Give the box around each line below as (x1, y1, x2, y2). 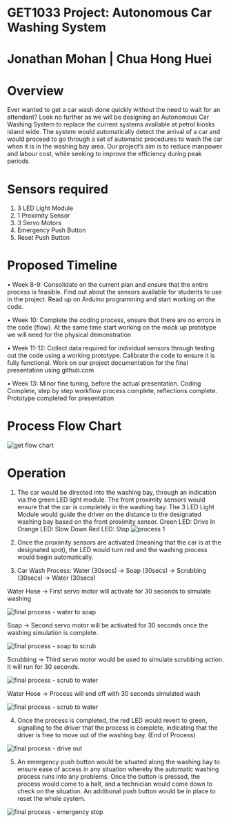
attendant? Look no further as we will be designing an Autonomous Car (7, 113, 210, 122)
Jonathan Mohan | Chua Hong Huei (7, 51, 212, 67)
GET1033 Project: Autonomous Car (7, 5, 212, 21)
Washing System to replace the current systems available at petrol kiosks (7, 120, 215, 129)
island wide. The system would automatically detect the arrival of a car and (7, 128, 221, 136)
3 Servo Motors (17, 219, 62, 227)
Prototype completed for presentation (7, 394, 114, 402)
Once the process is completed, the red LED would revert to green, (17, 717, 208, 725)
